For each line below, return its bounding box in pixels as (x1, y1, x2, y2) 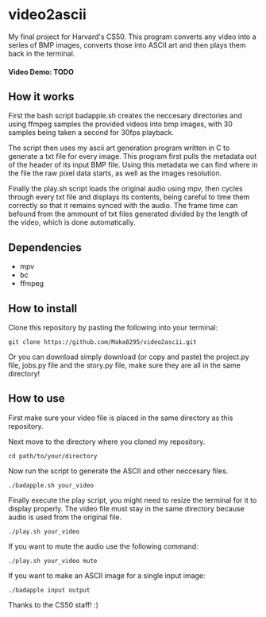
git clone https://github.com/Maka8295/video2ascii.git (8, 337, 197, 346)
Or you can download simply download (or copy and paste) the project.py (8, 352, 250, 361)
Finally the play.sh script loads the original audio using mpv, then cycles (8, 184, 244, 194)
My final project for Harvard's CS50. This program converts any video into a (8, 32, 256, 41)
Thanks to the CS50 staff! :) (8, 600, 99, 609)
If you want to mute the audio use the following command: (8, 542, 199, 551)
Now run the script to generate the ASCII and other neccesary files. (8, 466, 229, 476)
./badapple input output (8, 586, 91, 594)
